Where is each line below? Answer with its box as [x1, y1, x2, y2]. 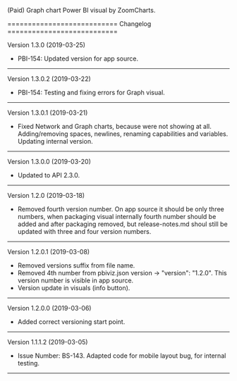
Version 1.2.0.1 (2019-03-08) [7, 248, 90, 256]
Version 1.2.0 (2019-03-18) [7, 192, 85, 199]
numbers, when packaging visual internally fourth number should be [17, 213, 217, 220]
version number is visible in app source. [17, 276, 134, 285]
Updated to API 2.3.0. [17, 171, 80, 179]
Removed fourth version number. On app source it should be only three [17, 205, 224, 213]
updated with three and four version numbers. [17, 227, 152, 235]
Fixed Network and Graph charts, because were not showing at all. [17, 123, 212, 130]
